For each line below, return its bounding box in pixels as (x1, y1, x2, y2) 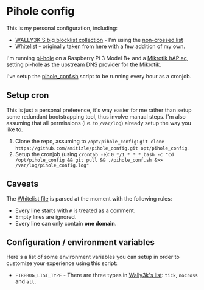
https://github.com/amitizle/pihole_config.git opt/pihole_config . (15, 144, 189, 151)
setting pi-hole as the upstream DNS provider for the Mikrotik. (6, 61, 161, 68)
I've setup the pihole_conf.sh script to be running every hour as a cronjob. (6, 72, 192, 80)
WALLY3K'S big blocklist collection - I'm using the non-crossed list (15, 36, 183, 43)
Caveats (6, 179, 38, 189)
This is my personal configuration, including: (6, 24, 118, 32)
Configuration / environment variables (6, 237, 155, 247)
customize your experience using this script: (6, 260, 118, 267)
